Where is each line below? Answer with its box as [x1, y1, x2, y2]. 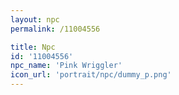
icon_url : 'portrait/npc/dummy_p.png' [10, 70, 172, 80]
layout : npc [10, 14, 60, 25]
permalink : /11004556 [10, 24, 101, 34]
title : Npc [10, 42, 56, 52]
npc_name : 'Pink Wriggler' [10, 61, 123, 71]
